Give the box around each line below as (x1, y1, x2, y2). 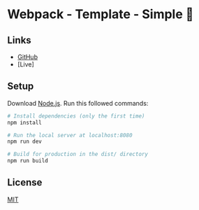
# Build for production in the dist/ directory (7, 150, 149, 158)
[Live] (17, 60, 35, 69)
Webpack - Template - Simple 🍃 (7, 6, 194, 22)
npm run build (7, 157, 49, 164)
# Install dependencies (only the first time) (7, 112, 145, 120)
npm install (7, 119, 42, 126)
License (7, 176, 43, 188)
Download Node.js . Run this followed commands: (7, 99, 149, 107)
